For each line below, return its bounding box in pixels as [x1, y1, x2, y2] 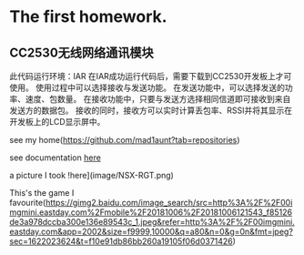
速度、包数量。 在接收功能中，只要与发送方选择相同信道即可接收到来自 [25, 94, 291, 104]
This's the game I [9, 188, 75, 198]
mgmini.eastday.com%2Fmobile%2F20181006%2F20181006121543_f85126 [9, 207, 293, 218]
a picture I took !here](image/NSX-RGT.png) [9, 170, 175, 180]
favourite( [9, 198, 46, 208]
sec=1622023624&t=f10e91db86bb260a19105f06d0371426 [9, 236, 234, 247]
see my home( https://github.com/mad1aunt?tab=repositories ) [9, 135, 240, 145]
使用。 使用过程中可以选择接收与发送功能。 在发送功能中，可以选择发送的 [9, 82, 285, 93]
